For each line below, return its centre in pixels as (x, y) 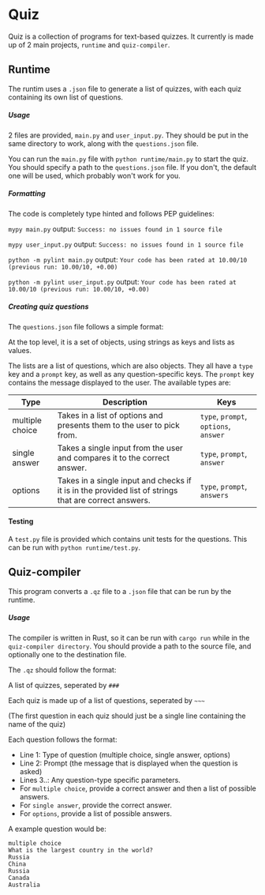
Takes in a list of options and (110, 415)
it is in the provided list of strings (118, 490)
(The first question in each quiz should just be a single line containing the (127, 716)
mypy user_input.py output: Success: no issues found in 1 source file (126, 244)
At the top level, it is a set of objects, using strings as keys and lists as (121, 342)
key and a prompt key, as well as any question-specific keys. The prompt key (131, 374)
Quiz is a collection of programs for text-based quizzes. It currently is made (131, 36)
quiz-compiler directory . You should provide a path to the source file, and (130, 646)
